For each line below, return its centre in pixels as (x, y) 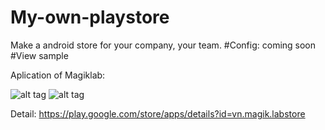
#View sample (39, 55)
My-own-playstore (90, 17)
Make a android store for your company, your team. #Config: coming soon (163, 45)
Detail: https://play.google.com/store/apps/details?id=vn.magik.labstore (158, 113)
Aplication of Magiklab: (58, 75)
